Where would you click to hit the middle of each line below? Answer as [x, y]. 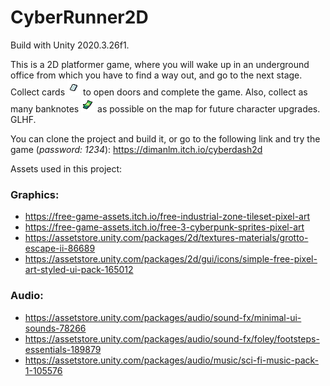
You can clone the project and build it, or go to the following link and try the [165, 138]
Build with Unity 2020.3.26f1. [70, 45]
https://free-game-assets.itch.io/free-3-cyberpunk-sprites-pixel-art [164, 227]
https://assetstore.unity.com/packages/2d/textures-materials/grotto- [166, 238]
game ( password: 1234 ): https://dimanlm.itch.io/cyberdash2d [136, 149]
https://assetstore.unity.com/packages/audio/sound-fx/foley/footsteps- [172, 338]
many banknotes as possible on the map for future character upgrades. [165, 108]
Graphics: [35, 194]
